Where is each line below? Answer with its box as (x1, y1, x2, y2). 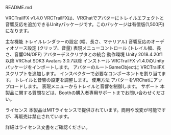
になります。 (5, 28, 32, 34)
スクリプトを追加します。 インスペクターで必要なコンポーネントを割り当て (5, 71, 162, 76)
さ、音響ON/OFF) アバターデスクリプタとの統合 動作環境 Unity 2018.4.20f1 (5, 51, 163, 57)
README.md (5, 5, 32, 10)
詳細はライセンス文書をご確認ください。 (5, 124, 90, 130)
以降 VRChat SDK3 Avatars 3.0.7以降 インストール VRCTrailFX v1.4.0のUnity (5, 58, 165, 63)
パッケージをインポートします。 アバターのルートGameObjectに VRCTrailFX (5, 64, 165, 70)
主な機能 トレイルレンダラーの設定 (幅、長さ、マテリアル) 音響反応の (5, 38, 151, 44)
